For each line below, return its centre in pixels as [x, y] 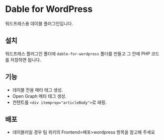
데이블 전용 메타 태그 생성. [38, 90]
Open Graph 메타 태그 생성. [39, 96]
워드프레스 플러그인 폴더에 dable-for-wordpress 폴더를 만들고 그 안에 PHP [78, 54]
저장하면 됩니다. [26, 60]
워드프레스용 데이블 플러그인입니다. [39, 23]
